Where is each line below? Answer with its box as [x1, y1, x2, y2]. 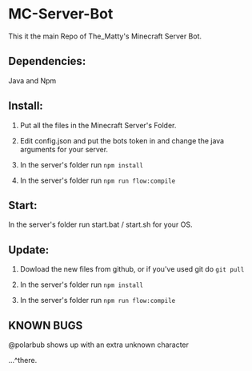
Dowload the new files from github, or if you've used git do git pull [19, 264, 245, 274]
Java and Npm [8, 75, 57, 85]
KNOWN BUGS [8, 318, 83, 333]
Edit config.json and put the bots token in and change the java [19, 135, 225, 145]
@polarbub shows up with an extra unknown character [8, 340, 190, 349]
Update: [8, 243, 50, 256]
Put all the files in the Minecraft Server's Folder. [19, 120, 177, 130]
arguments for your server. [19, 144, 109, 154]
